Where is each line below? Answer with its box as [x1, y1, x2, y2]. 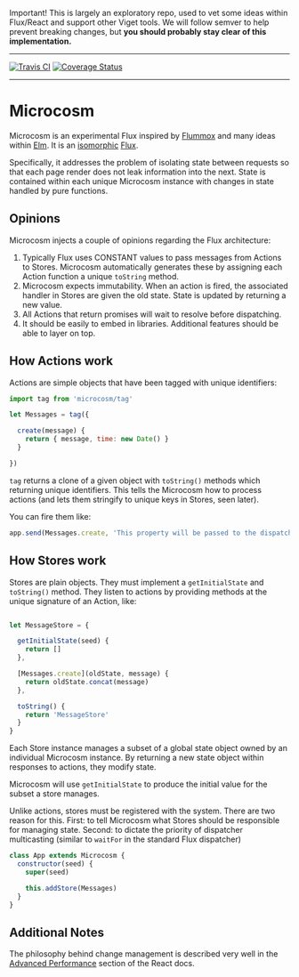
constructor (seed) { [17, 860, 93, 868]
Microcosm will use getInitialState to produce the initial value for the [9, 779, 268, 790]
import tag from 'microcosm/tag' [9, 394, 133, 403]
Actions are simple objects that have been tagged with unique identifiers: [9, 377, 278, 388]
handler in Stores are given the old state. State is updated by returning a [21, 289, 287, 301]
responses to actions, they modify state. [9, 762, 158, 772]
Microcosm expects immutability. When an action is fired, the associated [21, 280, 289, 291]
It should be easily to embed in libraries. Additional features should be [21, 318, 279, 328]
